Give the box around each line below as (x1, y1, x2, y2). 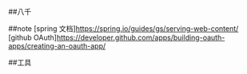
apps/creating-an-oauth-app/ (8, 41, 106, 50)
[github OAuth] (8, 33, 58, 42)
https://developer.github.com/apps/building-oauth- (56, 33, 225, 42)
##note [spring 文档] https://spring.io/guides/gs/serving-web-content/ (8, 24, 239, 33)
